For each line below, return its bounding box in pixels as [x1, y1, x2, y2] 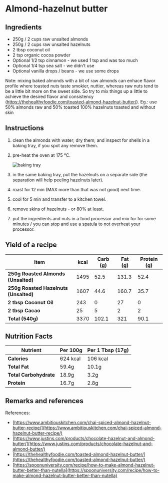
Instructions [5, 124, 44, 132]
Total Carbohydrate [7, 372, 55, 379]
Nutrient [21, 347, 41, 354]
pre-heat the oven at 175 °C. [12, 152, 71, 158]
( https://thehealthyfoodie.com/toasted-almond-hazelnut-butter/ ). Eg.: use [5, 99, 157, 105]
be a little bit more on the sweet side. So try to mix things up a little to [5, 88, 148, 94]
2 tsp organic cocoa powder [12, 52, 71, 58]
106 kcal [87, 355, 108, 362]
